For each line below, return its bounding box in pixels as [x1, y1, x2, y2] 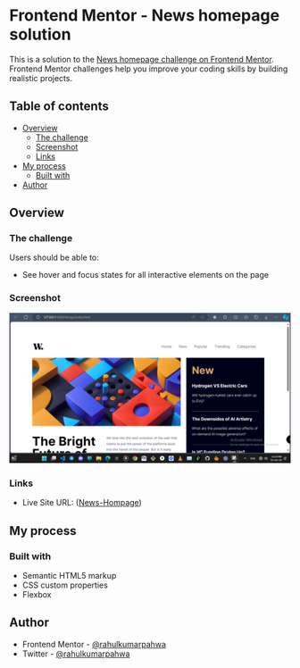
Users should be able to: [9, 252, 100, 263]
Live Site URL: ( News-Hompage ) [21, 497, 143, 508]
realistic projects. [9, 72, 73, 83]
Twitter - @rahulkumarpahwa [21, 648, 130, 659]
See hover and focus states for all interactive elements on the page [21, 270, 270, 280]
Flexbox [21, 589, 52, 599]
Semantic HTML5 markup [21, 570, 117, 580]
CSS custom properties [21, 580, 109, 590]
